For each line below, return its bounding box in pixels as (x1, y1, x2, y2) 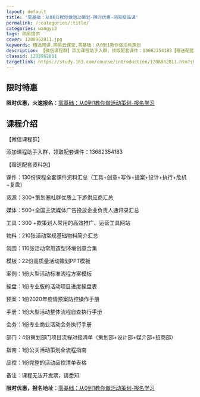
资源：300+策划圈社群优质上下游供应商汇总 (6, 194, 114, 201)
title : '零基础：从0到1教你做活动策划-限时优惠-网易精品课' (6, 14, 139, 20)
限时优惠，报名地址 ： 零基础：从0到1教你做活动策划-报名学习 (6, 384, 155, 392)
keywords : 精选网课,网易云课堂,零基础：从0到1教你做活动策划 (6, 42, 141, 48)
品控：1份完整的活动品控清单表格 (6, 359, 87, 367)
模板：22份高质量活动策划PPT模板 (6, 258, 90, 265)
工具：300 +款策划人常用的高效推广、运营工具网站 (6, 219, 131, 227)
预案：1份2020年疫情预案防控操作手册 (6, 295, 100, 303)
